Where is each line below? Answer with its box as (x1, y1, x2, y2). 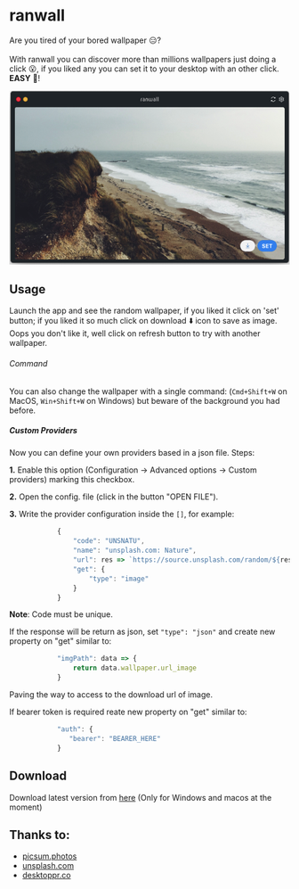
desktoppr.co (21, 870, 71, 881)
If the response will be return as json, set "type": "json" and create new (9, 626, 276, 638)
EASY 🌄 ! (9, 72, 41, 83)
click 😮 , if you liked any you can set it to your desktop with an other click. (9, 63, 279, 74)
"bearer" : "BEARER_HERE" (69, 734, 162, 743)
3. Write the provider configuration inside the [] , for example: (9, 509, 235, 520)
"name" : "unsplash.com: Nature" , (72, 546, 198, 556)
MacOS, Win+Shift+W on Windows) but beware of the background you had (9, 395, 280, 406)
